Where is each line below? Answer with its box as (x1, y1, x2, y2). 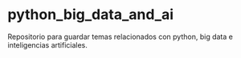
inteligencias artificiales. (7, 40, 88, 49)
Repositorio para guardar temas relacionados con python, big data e (7, 32, 234, 41)
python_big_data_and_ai (7, 6, 174, 24)
